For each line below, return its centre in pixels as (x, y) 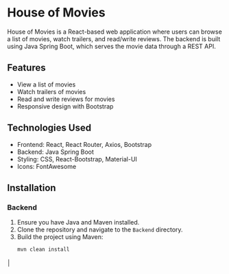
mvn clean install (43, 250)
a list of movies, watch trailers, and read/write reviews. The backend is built (114, 38)
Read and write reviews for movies (66, 99)
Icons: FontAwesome (47, 166)
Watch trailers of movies (51, 91)
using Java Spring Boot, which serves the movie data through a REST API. (111, 46)
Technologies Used (49, 128)
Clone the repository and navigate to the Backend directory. (100, 230)
